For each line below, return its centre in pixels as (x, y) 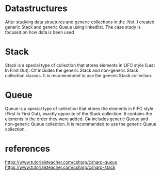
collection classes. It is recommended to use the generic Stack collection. (79, 75)
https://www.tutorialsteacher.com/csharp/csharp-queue (61, 162)
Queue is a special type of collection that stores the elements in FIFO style (79, 108)
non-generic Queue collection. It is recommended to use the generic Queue (81, 124)
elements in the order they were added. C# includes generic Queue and (77, 119)
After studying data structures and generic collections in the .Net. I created (80, 22)
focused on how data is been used (40, 32)
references (28, 149)
